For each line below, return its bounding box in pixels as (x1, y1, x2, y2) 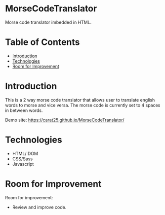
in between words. (5, 107, 43, 113)
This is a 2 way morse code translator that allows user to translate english (5, 97, 155, 103)
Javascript (12, 161, 34, 167)
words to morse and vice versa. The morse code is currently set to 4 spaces (5, 102, 161, 108)
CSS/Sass (12, 156, 33, 162)
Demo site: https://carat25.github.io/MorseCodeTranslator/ (5, 117, 124, 123)
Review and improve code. (12, 204, 67, 210)
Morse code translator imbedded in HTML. (5, 19, 92, 25)
